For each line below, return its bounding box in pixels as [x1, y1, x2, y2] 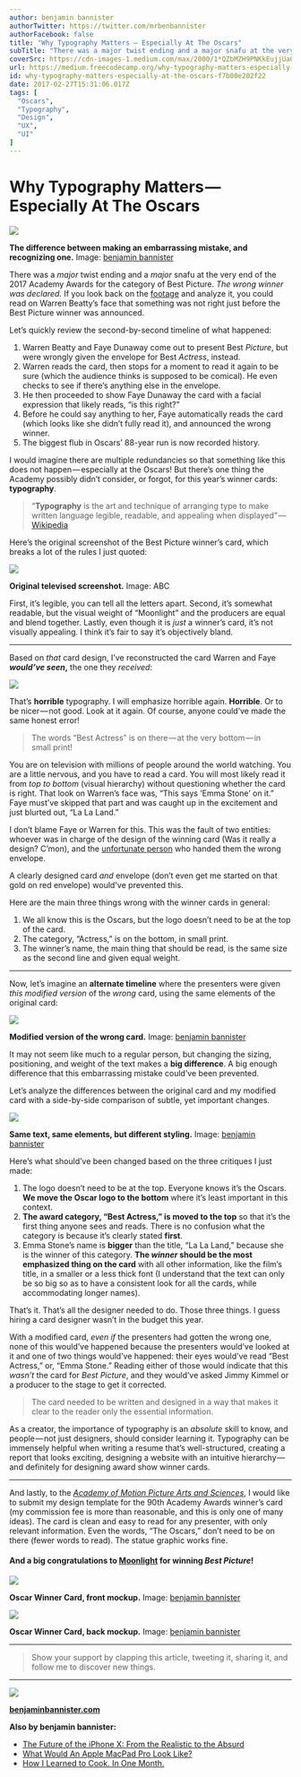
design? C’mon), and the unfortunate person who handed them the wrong [9, 843, 282, 854]
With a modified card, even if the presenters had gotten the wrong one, [9, 1332, 271, 1342]
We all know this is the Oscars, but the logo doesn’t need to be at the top [21, 914, 291, 925]
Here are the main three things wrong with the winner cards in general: [9, 897, 271, 908]
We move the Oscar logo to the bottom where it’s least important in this [21, 1192, 288, 1203]
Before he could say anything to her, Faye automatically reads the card [21, 409, 284, 419]
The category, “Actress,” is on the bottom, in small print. [21, 933, 228, 944]
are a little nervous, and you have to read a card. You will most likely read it [9, 768, 286, 780]
